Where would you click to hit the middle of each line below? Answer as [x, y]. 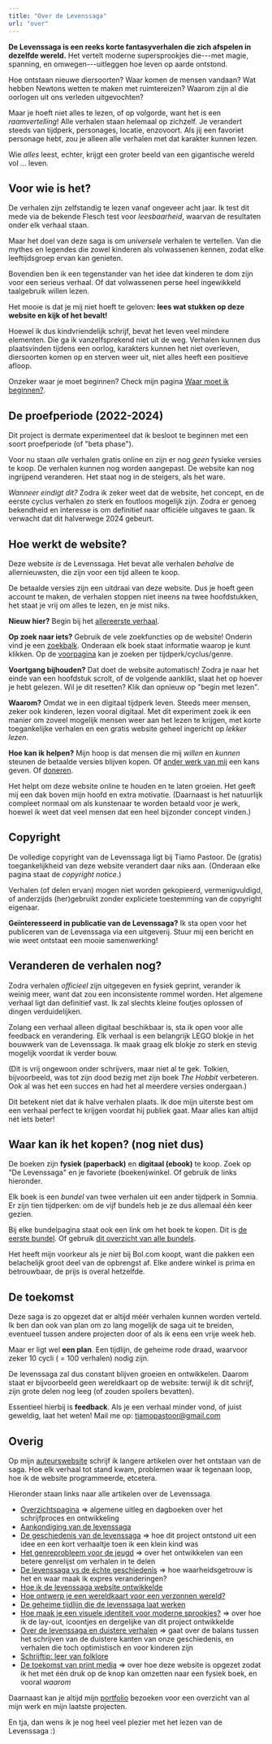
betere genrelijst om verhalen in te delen [88, 1561]
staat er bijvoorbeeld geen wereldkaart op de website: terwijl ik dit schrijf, [131, 1383]
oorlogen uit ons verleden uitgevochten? [76, 97]
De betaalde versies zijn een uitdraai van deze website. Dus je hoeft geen [131, 588]
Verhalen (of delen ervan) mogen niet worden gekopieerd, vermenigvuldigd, [136, 889]
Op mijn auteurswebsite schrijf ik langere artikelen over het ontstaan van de [135, 1461]
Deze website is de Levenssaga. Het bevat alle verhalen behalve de [121, 563]
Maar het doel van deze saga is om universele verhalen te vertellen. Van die [135, 241]
